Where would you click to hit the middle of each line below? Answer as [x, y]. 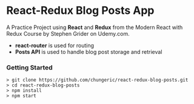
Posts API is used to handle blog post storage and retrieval [89, 51]
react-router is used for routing [55, 45]
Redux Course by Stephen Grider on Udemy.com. [68, 33]
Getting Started [29, 67]
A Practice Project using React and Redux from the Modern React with [95, 27]
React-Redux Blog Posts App [80, 11]
